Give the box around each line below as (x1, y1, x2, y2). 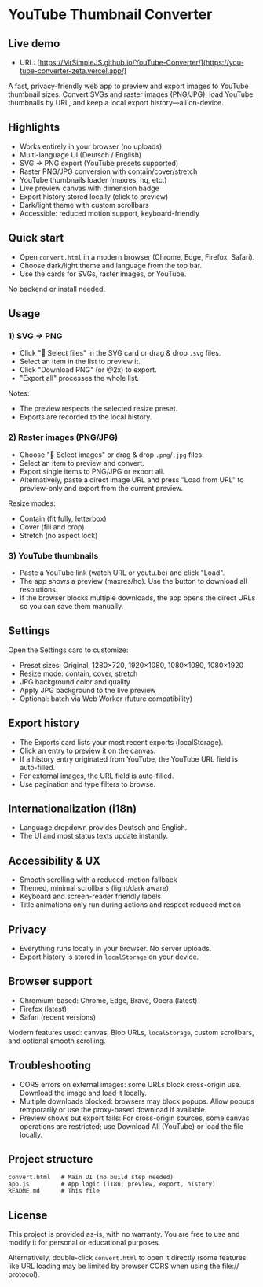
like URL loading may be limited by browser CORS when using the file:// (8, 1261, 239, 1271)
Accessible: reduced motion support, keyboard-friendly (19, 208, 200, 218)
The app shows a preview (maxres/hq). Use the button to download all (19, 576, 247, 585)
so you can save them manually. (19, 601, 124, 610)
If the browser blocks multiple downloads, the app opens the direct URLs (19, 592, 256, 603)
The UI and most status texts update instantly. (19, 832, 169, 841)
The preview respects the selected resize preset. (19, 404, 178, 414)
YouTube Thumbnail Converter (8, 6, 213, 24)
